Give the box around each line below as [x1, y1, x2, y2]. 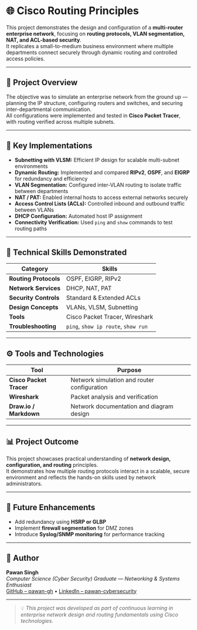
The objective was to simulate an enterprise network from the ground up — [6, 93, 188, 100]
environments [14, 163, 48, 170]
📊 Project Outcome [6, 436, 79, 447]
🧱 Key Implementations [6, 141, 93, 151]
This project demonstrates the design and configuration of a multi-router [6, 23, 184, 31]
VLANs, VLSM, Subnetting [66, 304, 138, 312]
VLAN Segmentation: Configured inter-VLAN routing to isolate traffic [14, 181, 182, 188]
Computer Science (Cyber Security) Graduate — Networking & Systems [6, 575, 180, 582]
